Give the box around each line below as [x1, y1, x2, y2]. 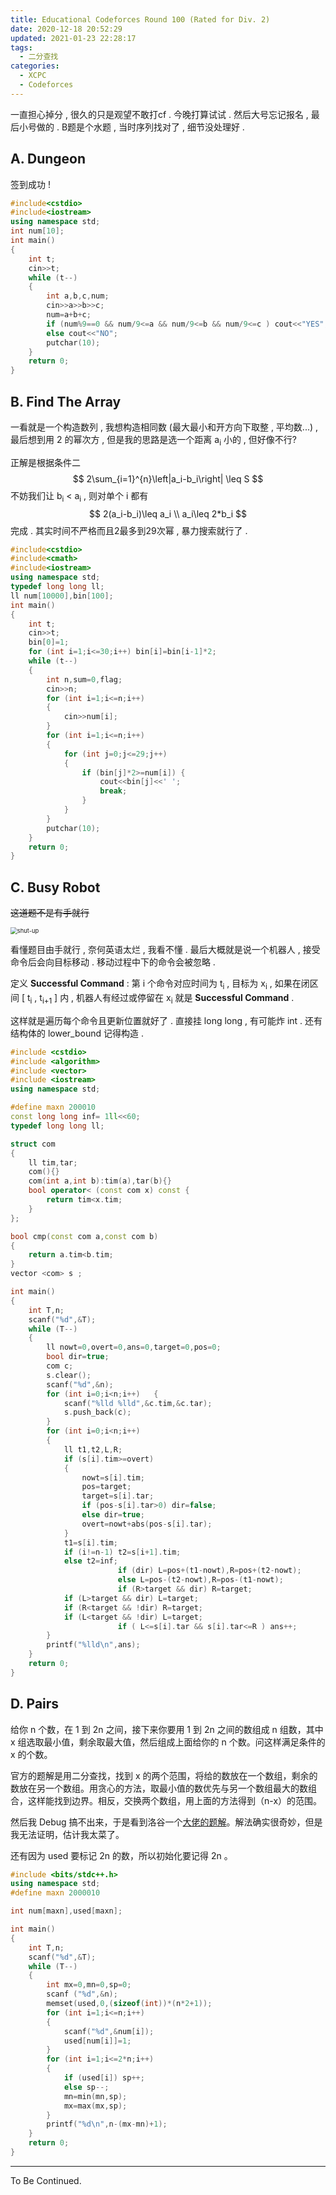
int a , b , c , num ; [46, 291, 110, 301]
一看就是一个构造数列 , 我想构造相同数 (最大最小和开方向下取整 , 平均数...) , [10, 421, 319, 433]
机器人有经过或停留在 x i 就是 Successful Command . [76, 991, 295, 1006]
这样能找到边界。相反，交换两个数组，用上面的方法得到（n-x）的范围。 [27, 1794, 323, 1806]
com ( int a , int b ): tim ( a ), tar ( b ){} [28, 1176, 172, 1186]
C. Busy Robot [10, 879, 101, 896]
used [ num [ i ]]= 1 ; [63, 2036, 132, 2046]
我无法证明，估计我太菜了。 [10, 1828, 125, 1840]
